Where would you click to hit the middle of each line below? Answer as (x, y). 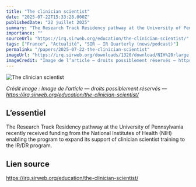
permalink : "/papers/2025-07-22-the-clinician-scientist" (78, 50)
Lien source (28, 164)
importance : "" (24, 33)
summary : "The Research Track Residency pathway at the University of (94, 28)
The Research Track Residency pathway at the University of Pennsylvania (95, 127)
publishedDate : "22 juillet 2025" (48, 22)
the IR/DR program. (29, 146)
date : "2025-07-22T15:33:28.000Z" (48, 17)
